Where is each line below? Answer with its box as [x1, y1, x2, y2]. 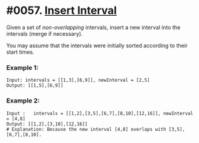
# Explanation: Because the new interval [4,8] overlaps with [6, 126, 166, 132]
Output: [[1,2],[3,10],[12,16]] [6, 121, 88, 127]
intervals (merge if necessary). [6, 30, 83, 37]
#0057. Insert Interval [6, 4, 117, 18]
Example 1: [6, 63, 39, 71]
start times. [6, 48, 34, 55]
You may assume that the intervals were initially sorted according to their [6, 42, 188, 49]
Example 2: [6, 96, 40, 105]
